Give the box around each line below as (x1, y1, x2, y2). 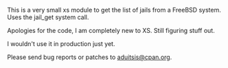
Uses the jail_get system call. (7, 13, 89, 21)
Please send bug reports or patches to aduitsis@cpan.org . (7, 53, 172, 61)
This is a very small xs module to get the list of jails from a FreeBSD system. (7, 6, 221, 14)
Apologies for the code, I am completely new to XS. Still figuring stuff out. (7, 27, 215, 34)
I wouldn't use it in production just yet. (7, 40, 115, 47)
